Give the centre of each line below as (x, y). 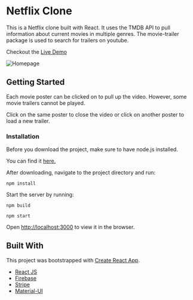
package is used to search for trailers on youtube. (68, 40)
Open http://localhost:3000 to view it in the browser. (71, 227)
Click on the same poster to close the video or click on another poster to (95, 114)
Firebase (26, 278)
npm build (19, 206)
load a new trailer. (28, 121)
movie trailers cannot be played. (46, 103)
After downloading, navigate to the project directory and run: (81, 173)
